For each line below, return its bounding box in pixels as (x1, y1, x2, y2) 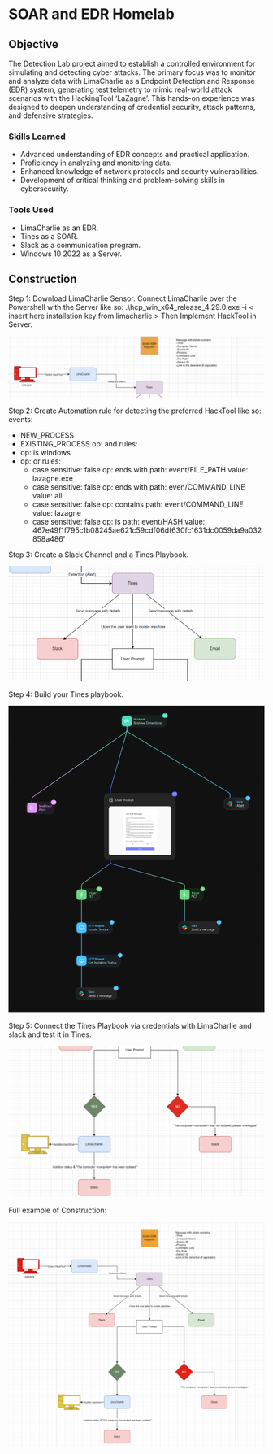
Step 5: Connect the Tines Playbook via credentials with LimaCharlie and (8, 1021, 252, 1031)
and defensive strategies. (8, 111, 93, 120)
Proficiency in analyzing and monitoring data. (19, 158, 172, 168)
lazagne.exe (32, 473, 73, 484)
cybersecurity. (19, 184, 69, 194)
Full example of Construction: (8, 1205, 107, 1215)
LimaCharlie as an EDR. (19, 223, 99, 233)
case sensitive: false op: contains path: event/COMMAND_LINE (32, 499, 244, 509)
